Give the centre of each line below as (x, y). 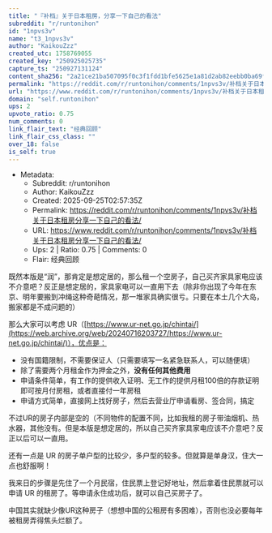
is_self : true (32, 152)
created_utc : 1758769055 (50, 54)
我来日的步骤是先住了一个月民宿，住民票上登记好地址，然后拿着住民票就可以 (136, 483)
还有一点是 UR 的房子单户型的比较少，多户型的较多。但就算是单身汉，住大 (132, 456)
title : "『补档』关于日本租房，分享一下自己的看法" (85, 16)
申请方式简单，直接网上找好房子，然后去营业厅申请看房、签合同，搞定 (137, 401)
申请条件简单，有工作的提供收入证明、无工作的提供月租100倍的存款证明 (140, 380)
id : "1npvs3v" (32, 31)
